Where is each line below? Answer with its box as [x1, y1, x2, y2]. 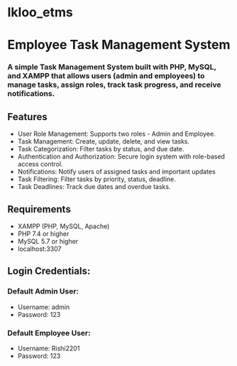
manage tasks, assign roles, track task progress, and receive [7, 80, 221, 90]
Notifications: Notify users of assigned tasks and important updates [17, 168, 216, 176]
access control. [17, 160, 63, 168]
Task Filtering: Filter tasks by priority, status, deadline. [17, 175, 176, 183]
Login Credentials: [7, 265, 91, 277]
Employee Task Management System [7, 37, 231, 53]
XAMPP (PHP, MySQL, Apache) [17, 222, 110, 230]
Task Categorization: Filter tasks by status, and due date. [17, 145, 184, 154]
